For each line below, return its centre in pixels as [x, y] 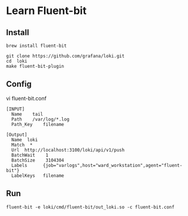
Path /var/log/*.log [40, 119]
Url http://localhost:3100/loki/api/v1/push [68, 150]
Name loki [25, 140]
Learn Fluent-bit [46, 11]
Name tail [27, 114]
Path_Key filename [38, 124]
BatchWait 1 [30, 155]
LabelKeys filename [38, 176]
